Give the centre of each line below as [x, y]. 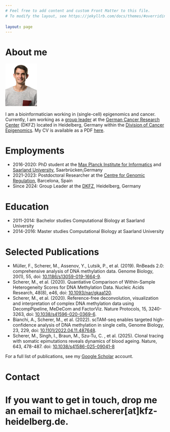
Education [27, 206]
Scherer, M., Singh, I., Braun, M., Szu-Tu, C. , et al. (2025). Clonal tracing [88, 336]
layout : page [19, 27]
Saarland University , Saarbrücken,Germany [57, 170]
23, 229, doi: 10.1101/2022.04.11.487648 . [54, 330]
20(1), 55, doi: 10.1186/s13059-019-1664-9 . [57, 277]
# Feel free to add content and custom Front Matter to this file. [78, 11]
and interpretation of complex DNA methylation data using [73, 303]
